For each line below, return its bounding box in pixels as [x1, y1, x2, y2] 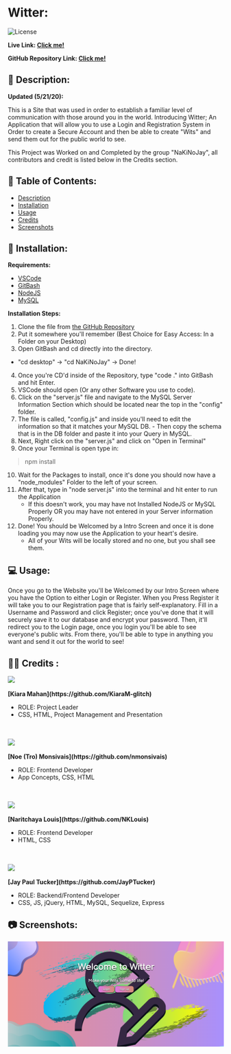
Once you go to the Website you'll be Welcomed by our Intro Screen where [8, 586, 219, 595]
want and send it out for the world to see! [8, 638, 125, 646]
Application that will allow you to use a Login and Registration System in [8, 120, 211, 128]
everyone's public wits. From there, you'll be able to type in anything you [8, 630, 213, 638]
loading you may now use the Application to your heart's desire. [17, 529, 198, 537]
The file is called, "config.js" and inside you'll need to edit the [17, 415, 191, 423]
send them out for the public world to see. [8, 135, 126, 143]
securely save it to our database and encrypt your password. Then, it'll [8, 616, 208, 624]
